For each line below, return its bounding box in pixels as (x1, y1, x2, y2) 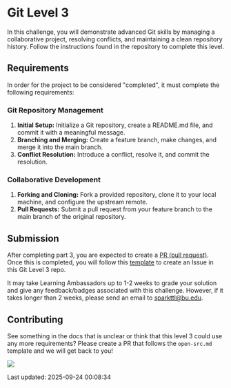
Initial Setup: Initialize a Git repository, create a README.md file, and (17, 121, 213, 129)
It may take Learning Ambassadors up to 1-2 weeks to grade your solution (7, 279, 217, 287)
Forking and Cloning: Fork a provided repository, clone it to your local (17, 191, 217, 199)
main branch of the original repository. (17, 213, 126, 221)
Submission (7, 233, 60, 244)
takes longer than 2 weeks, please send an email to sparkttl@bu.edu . (7, 293, 203, 302)
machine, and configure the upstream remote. (17, 198, 148, 206)
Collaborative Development (7, 175, 101, 184)
